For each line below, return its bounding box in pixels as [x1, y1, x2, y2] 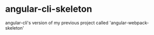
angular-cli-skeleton [5, 3, 92, 15]
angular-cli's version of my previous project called [5, 20, 108, 26]
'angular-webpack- [109, 20, 149, 26]
